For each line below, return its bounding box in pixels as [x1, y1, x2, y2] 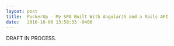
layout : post [6, 8, 38, 14]
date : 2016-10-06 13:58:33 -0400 [6, 19, 93, 25]
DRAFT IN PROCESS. [6, 35, 57, 42]
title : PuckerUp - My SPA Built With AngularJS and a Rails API [6, 14, 168, 20]
